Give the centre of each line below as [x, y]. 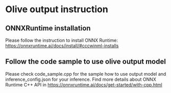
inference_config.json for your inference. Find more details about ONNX [81, 79]
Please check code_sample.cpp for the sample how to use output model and [86, 74]
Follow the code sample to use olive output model [86, 62]
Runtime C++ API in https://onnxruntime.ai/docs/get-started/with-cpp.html [84, 84]
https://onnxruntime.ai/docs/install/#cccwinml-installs [62, 46]
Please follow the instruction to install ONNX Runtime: [62, 40]
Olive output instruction [57, 9]
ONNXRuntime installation [48, 28]
